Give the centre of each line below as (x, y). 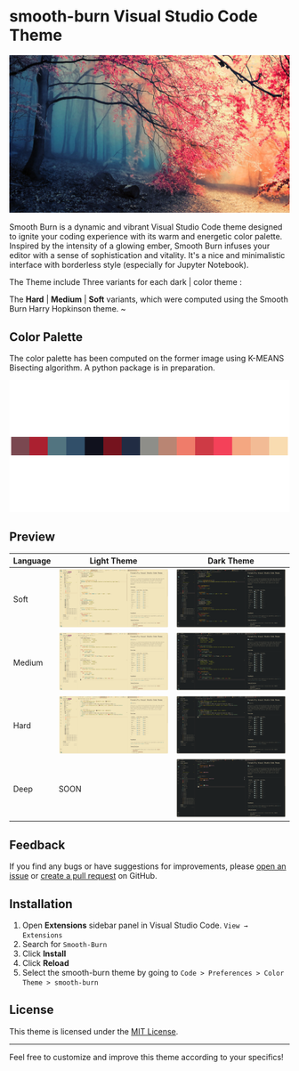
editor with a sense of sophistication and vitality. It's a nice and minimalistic (147, 256)
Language (32, 560)
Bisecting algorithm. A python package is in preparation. (112, 368)
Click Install (44, 953)
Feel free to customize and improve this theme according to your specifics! (146, 1057)
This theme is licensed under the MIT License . (94, 1031)
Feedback (37, 844)
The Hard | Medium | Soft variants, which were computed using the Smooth (149, 299)
